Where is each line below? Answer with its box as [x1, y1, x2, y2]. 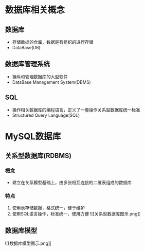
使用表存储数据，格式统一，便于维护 [12, 205, 85, 211]
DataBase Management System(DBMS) [12, 79, 91, 85]
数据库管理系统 [5, 60, 50, 68]
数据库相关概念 [5, 4, 65, 16]
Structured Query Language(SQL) [12, 112, 80, 118]
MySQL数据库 [5, 131, 61, 142]
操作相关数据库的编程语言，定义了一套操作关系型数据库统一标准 [12, 107, 140, 112]
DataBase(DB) [12, 45, 41, 50]
